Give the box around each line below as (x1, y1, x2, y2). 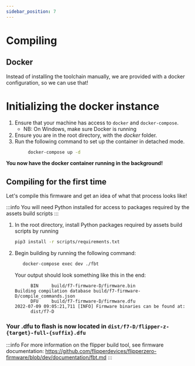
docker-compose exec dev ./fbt (22, 261, 99, 267)
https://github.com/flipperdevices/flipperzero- (45, 348, 157, 355)
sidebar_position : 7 (6, 8, 57, 15)
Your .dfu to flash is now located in (6, 322, 107, 330)
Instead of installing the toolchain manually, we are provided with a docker (6, 73, 186, 80)
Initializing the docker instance (6, 99, 160, 113)
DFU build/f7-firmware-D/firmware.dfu (30, 298, 136, 304)
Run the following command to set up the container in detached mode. (14, 137, 185, 145)
